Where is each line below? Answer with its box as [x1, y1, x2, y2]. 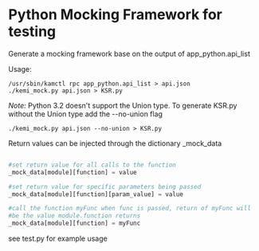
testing [8, 22, 57, 41]
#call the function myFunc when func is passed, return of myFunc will [8, 205, 251, 213]
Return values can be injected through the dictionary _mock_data [8, 138, 222, 148]
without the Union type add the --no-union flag [8, 109, 163, 119]
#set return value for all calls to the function [8, 161, 177, 169]
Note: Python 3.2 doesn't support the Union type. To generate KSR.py [8, 100, 237, 110]
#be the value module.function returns [8, 212, 141, 220]
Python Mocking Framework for [8, 6, 223, 24]
